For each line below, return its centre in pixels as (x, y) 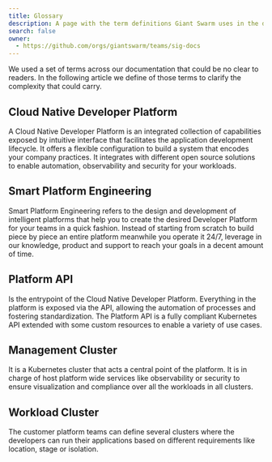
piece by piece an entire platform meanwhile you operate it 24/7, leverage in (135, 237)
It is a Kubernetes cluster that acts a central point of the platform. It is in (128, 370)
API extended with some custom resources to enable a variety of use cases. (135, 324)
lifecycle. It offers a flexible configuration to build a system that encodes (129, 148)
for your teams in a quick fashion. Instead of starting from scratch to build (131, 228)
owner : (19, 38)
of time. (21, 254)
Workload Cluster (54, 412)
